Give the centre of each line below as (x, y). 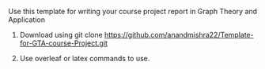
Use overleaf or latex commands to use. (85, 58)
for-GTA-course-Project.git (64, 43)
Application (27, 20)
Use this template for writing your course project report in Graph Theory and (133, 11)
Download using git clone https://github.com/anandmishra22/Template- (137, 35)
